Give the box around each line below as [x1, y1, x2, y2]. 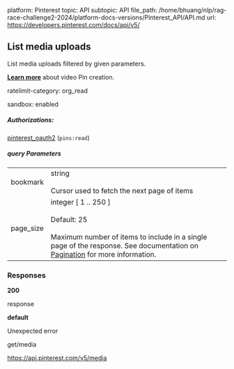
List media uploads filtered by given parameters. [7, 59, 146, 68]
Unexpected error [7, 327, 58, 336]
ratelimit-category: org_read [7, 86, 88, 95]
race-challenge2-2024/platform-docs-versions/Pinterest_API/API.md [7, 13, 205, 22]
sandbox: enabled [7, 100, 59, 108]
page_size [10, 223, 44, 233]
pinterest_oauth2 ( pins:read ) [7, 133, 91, 142]
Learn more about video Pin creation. [7, 73, 115, 81]
